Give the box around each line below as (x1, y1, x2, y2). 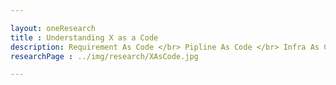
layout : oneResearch (10, 23, 97, 33)
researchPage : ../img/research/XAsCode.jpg (10, 51, 199, 61)
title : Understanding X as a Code (10, 32, 159, 43)
